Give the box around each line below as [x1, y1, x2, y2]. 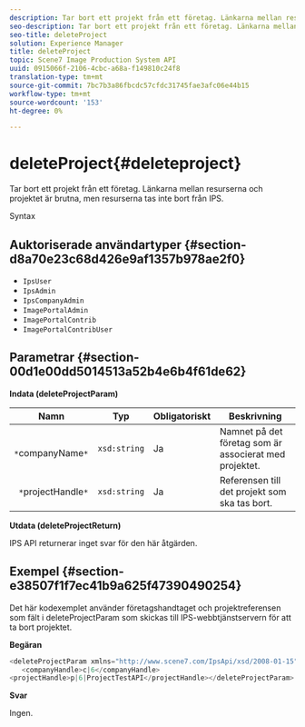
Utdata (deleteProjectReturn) [9, 520, 122, 531]
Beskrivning [228, 410, 282, 423]
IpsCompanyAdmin [22, 296, 84, 305]
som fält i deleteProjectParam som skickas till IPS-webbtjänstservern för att [9, 612, 292, 622]
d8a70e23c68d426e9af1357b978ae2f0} [9, 251, 246, 266]
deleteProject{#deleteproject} [9, 154, 242, 174]
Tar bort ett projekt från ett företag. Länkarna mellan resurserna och [9, 184, 263, 194]
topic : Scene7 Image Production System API [9, 55, 177, 65]
